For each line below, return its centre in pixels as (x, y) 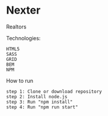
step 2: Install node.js (37, 96)
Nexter (23, 10)
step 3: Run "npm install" (39, 102)
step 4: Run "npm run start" (42, 107)
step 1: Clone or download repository (54, 91)
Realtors (16, 27)
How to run (20, 80)
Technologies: (23, 38)
